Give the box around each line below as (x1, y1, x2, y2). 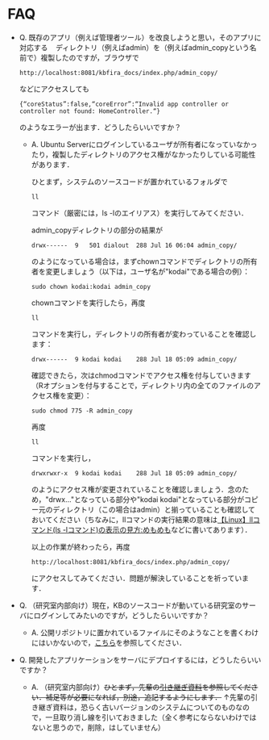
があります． (31, 159, 74, 169)
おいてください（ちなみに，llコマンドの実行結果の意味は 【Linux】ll (31, 514, 254, 525)
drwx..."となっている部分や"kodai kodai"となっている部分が (48, 494, 245, 504)
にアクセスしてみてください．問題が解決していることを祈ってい (31, 573, 242, 583)
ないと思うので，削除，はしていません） (31, 722, 166, 732)
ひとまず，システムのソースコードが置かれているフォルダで (31, 177, 228, 186)
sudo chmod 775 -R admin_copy (31, 407, 134, 415)
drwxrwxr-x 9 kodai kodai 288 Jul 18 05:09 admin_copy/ (31, 469, 238, 477)
